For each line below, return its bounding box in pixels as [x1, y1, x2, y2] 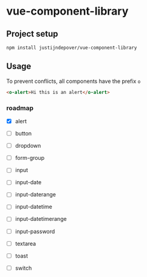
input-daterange [15, 191, 56, 198]
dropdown [15, 142, 41, 149]
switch [15, 264, 32, 272]
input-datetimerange [15, 215, 67, 223]
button [15, 130, 32, 137]
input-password [15, 228, 55, 235]
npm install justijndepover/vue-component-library [6, 45, 137, 51]
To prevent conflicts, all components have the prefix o [6, 77, 141, 85]
